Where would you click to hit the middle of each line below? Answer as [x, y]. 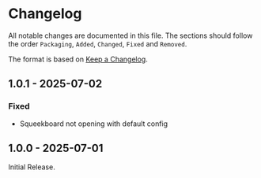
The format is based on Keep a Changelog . [78, 59]
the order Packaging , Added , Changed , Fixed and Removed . [98, 43]
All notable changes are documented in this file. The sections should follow [130, 35]
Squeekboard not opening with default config [94, 124]
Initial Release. [32, 167]
